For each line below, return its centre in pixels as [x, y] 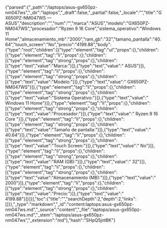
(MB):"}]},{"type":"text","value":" [122, 178]
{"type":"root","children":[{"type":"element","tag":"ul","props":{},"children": [82, 50]
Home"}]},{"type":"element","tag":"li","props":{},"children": [90, 103]
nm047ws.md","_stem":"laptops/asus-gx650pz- [55, 215]
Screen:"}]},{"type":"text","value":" [103, 146]
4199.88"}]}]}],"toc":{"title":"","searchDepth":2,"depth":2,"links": [71, 199]
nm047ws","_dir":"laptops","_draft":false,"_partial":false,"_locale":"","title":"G [83, 13]
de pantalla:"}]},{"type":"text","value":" [111, 130]
